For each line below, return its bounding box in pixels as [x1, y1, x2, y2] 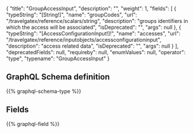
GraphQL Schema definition [6, 72, 110, 82]
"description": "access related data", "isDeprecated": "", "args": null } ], [6, 42, 179, 49]
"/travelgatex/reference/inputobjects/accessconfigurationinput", [6, 36, 162, 43]
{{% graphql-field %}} [6, 120, 60, 127]
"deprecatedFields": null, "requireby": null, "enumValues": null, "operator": [6, 49, 186, 55]
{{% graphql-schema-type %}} [6, 88, 82, 95]
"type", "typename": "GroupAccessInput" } [6, 55, 110, 62]
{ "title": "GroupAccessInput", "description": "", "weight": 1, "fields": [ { [6, 5, 176, 12]
